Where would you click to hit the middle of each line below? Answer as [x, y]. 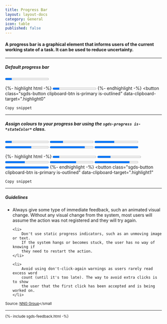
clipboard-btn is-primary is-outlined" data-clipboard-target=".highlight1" [79, 172]
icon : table [17, 24]
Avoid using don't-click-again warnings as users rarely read [87, 269]
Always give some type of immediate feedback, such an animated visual [86, 210]
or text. [21, 238]
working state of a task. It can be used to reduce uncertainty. [70, 49]
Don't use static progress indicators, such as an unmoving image [92, 234]
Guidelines [17, 197]
